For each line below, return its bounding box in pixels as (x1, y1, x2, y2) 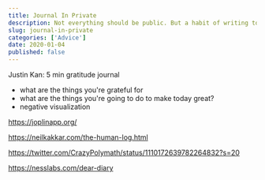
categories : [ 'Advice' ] (8, 33, 87, 42)
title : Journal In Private (8, 11, 97, 20)
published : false (8, 48, 65, 56)
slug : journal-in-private (8, 26, 93, 34)
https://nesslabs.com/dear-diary (8, 163, 114, 172)
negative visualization (19, 102, 91, 111)
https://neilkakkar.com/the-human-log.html (8, 133, 148, 142)
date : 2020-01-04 (8, 41, 65, 49)
